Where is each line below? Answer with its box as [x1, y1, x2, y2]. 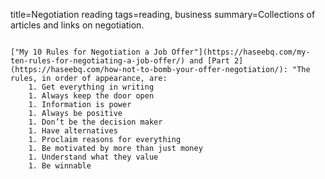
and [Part [189, 56, 230, 66]
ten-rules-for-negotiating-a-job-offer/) [10, 56, 186, 66]
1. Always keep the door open [28, 91, 155, 101]
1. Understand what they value [28, 152, 159, 162]
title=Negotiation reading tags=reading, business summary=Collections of [10, 9, 316, 20]
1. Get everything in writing [28, 82, 155, 92]
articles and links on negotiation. [10, 19, 145, 31]
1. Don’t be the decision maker [28, 117, 163, 127]
